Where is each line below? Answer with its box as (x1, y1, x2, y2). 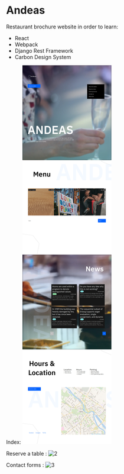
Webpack (14, 41, 38, 48)
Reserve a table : (6, 450, 47, 457)
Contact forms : (6, 461, 44, 468)
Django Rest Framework (14, 47, 74, 54)
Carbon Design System (14, 53, 71, 60)
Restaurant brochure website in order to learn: (6, 23, 119, 30)
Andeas (6, 4, 45, 17)
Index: (6, 438, 22, 446)
